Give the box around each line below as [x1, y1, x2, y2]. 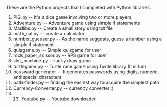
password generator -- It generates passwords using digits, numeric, [13, 69, 159, 75]
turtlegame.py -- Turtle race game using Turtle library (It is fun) [13, 63, 147, 69]
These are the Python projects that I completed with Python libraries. [6, 5, 151, 10]
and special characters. [13, 74, 63, 80]
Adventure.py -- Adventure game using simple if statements [13, 20, 140, 26]
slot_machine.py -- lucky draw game [13, 58, 91, 63]
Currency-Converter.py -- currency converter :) [13, 85, 114, 91]
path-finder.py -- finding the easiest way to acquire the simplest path [13, 79, 159, 85]
